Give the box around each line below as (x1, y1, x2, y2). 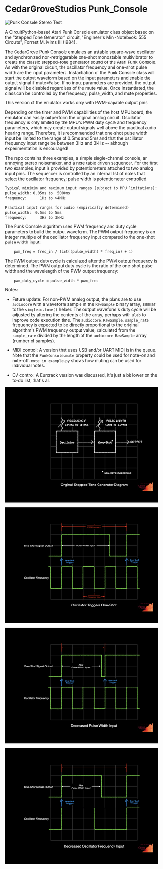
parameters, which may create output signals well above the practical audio (5, 124, 156, 130)
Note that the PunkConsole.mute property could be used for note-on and (12, 352, 155, 358)
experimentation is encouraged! (5, 145, 69, 151)
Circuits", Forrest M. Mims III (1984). (5, 39, 77, 45)
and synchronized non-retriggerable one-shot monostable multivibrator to (5, 54, 153, 60)
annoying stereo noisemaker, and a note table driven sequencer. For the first (5, 160, 158, 166)
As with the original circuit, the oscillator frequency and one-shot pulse (5, 64, 147, 70)
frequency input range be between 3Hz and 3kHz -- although (5, 140, 128, 146)
